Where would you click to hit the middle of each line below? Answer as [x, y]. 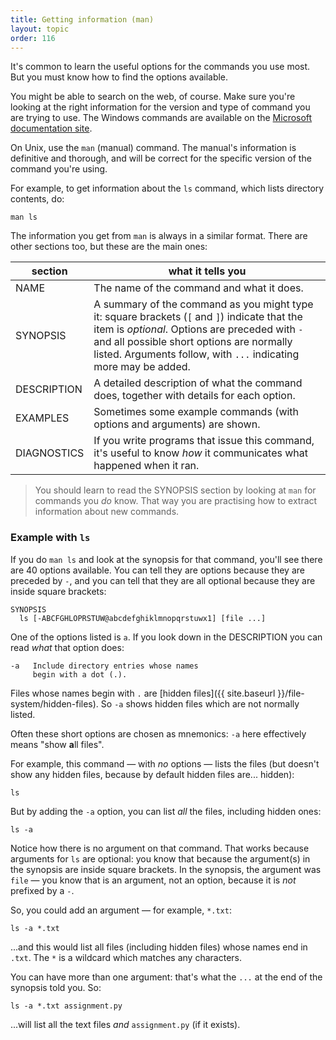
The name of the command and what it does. [198, 288]
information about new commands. [107, 512]
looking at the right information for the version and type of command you [160, 107]
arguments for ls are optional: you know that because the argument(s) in [160, 858]
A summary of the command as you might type [203, 304]
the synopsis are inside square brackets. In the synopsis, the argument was [166, 869]
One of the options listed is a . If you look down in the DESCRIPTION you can [166, 637]
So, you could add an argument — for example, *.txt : [121, 910]
